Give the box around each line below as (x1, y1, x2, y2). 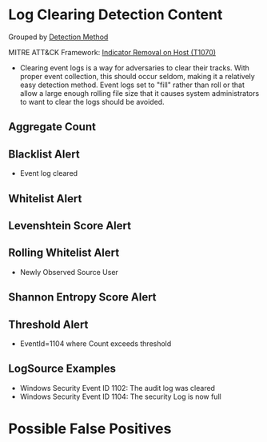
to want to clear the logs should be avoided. (19, 97, 165, 106)
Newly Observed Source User (19, 267, 118, 277)
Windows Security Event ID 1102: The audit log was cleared (19, 383, 216, 392)
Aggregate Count (8, 120, 96, 133)
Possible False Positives (8, 420, 172, 437)
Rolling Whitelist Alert (8, 246, 120, 260)
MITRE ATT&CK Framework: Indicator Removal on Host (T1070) (8, 47, 217, 57)
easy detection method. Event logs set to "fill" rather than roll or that (19, 80, 245, 90)
